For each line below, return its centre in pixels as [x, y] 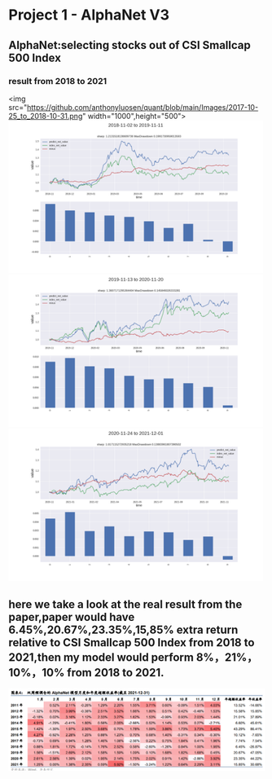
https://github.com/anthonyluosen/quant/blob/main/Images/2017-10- [143, 107]
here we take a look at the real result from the [125, 604]
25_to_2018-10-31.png [46, 116]
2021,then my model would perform [101, 657]
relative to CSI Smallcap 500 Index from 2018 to [132, 643]
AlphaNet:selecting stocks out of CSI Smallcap [129, 45]
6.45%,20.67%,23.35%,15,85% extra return [123, 629]
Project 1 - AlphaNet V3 [89, 15]
